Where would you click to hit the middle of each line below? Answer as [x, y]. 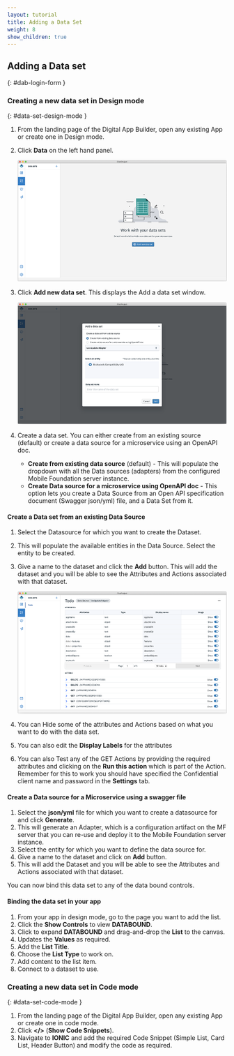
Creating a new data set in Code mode [73, 987]
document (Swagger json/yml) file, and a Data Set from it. [110, 500]
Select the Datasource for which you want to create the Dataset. [109, 532]
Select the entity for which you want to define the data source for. [112, 850]
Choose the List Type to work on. [65, 954]
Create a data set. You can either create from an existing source [109, 435]
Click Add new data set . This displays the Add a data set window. [111, 292]
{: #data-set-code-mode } [45, 1002]
